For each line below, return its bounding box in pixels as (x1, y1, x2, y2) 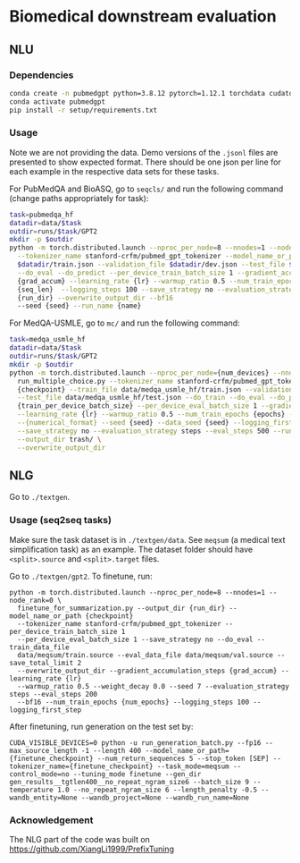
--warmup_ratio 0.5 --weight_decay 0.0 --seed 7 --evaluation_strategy (17, 681, 290, 690)
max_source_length (9, 746, 78, 755)
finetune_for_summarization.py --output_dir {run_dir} (17, 604, 226, 613)
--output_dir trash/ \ (17, 435, 102, 444)
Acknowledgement (9, 814, 94, 826)
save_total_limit (9, 658, 74, 667)
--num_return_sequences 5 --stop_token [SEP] (96, 754, 270, 763)
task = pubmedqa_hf (9, 210, 74, 219)
